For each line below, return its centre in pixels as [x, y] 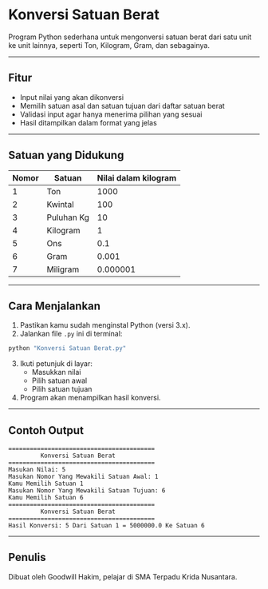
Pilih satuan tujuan [62, 389]
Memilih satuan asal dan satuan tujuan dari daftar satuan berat [122, 105]
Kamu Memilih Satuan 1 [46, 484]
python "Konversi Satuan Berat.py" [67, 348]
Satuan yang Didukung [66, 155]
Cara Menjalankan [55, 306]
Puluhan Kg [68, 217]
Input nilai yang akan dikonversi [72, 97]
